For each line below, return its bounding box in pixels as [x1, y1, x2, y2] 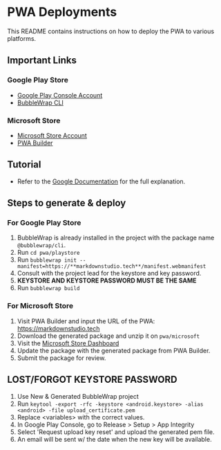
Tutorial [7, 159, 41, 170]
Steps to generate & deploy [7, 197, 126, 209]
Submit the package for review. [17, 354, 106, 362]
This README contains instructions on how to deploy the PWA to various [7, 27, 215, 35]
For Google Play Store [7, 218, 81, 228]
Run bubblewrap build [17, 284, 80, 292]
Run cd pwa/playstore [17, 249, 80, 257]
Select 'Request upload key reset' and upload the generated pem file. [17, 427, 215, 436]
